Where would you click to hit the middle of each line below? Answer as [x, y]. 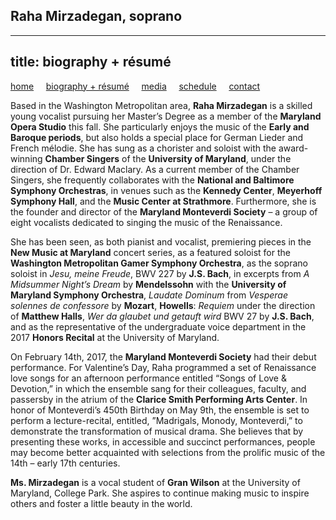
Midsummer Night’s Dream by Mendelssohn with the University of [148, 284]
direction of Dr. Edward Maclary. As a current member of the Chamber [155, 169]
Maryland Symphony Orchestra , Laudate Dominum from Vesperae [149, 295]
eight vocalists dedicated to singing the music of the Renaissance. [146, 222]
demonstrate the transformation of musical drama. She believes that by [157, 431]
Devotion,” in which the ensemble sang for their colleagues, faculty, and [158, 388]
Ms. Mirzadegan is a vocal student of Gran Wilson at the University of [155, 482]
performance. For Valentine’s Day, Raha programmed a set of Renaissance [163, 367]
